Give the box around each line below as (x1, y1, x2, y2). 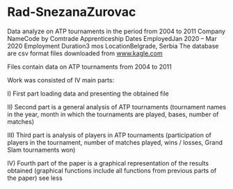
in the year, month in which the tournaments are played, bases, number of (7, 110, 219, 118)
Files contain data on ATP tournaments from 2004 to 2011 (7, 62, 172, 71)
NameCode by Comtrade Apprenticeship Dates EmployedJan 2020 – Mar (7, 34, 217, 42)
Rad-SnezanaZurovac (7, 4, 136, 20)
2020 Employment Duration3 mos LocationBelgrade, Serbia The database (7, 42, 219, 50)
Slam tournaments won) (7, 145, 76, 154)
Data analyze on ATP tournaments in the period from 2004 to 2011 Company (7, 27, 226, 35)
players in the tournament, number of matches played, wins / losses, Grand (7, 138, 223, 146)
